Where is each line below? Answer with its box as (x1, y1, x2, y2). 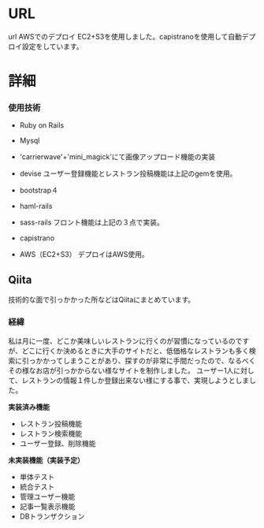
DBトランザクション (19, 511, 85, 521)
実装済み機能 (8, 402, 50, 411)
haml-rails (19, 202, 53, 211)
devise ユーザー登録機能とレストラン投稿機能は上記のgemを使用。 (19, 169, 237, 178)
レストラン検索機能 (19, 429, 83, 438)
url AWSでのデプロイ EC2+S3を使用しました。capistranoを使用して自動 (8, 32, 243, 41)
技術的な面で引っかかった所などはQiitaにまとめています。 (8, 295, 195, 304)
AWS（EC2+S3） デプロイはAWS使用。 (19, 250, 150, 259)
